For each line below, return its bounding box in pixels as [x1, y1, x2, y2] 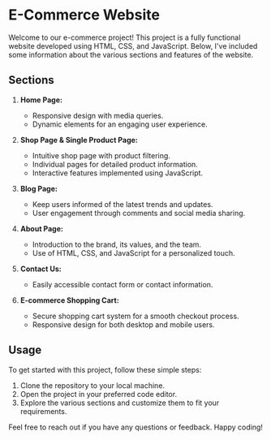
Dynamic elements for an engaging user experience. [32, 119, 209, 129]
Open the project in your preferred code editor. [19, 389, 177, 399]
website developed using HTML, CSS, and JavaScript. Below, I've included [8, 41, 258, 50]
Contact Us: [19, 264, 62, 274]
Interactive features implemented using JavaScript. [32, 168, 204, 178]
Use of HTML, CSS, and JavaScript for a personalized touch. [32, 248, 235, 257]
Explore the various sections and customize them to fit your [19, 398, 220, 408]
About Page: [19, 223, 63, 233]
